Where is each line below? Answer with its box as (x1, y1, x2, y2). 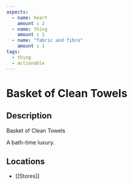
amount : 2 (17, 20, 45, 26)
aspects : (6, 9, 29, 15)
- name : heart (12, 15, 48, 21)
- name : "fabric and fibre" (12, 37, 84, 43)
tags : (6, 49, 20, 55)
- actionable (12, 60, 45, 66)
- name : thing (12, 26, 48, 32)
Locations (6, 156, 45, 167)
